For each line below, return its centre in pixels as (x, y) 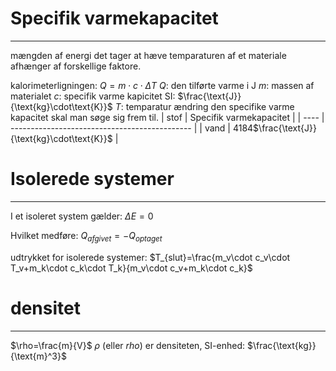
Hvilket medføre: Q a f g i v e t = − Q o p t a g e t (86, 236)
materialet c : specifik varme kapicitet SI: (93, 96)
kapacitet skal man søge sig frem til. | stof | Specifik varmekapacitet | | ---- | (167, 117)
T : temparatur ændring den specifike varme (204, 106)
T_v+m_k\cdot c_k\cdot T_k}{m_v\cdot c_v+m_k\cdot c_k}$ (131, 268)
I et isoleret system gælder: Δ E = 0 (82, 216)
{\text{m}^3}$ (38, 356)
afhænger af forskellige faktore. (76, 66)
